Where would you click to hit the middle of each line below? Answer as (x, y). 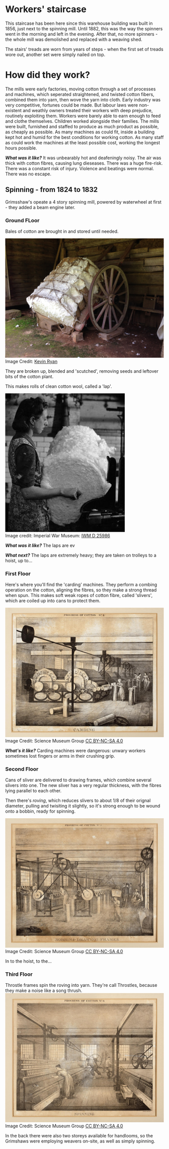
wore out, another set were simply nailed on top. (55, 55)
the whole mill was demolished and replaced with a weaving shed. (74, 39)
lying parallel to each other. (33, 791)
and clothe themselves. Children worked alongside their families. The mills (82, 121)
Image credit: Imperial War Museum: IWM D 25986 (58, 535)
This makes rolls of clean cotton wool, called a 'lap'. (59, 386)
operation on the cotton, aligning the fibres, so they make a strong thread (81, 590)
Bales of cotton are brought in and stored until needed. (62, 231)
